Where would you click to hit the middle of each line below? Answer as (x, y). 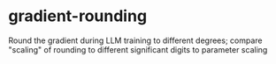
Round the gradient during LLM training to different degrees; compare (135, 40)
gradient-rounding (78, 16)
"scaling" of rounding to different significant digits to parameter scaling (138, 49)
